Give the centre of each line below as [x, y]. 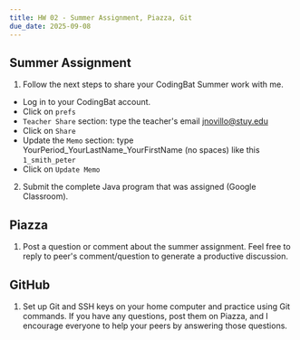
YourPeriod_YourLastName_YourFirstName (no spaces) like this [141, 150]
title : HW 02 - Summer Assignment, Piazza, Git [101, 18]
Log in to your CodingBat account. [87, 102]
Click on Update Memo [61, 169]
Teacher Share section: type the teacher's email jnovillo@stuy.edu [145, 121]
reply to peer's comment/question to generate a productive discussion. [155, 256]
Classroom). [45, 196]
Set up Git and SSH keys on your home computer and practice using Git [156, 306]
